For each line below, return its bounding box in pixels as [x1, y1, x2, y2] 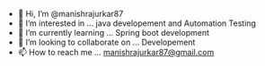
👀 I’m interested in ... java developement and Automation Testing [17, 18, 256, 29]
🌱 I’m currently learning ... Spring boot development [17, 28, 209, 37]
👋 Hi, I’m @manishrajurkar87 [17, 9, 124, 19]
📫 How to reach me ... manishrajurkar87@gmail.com [17, 47, 215, 57]
